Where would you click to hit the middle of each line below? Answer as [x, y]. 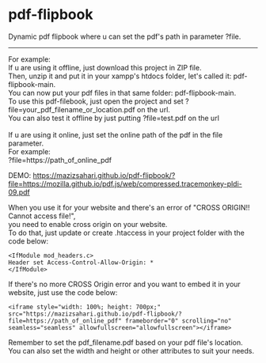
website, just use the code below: [63, 292]
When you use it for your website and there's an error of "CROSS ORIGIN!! [129, 207]
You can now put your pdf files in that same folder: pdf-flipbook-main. [122, 93]
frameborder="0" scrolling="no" [179, 321]
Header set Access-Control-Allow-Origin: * [81, 263]
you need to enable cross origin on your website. [88, 224]
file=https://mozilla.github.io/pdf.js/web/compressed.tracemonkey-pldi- [125, 183]
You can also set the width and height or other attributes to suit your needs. [131, 350]
